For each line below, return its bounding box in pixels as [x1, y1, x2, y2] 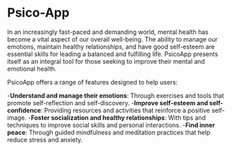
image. [7, 113, 27, 122]
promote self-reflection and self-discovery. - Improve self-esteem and [7, 98, 208, 107]
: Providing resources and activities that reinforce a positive [40, 106, 211, 114]
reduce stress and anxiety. [7, 135, 83, 143]
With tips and [168, 113, 206, 122]
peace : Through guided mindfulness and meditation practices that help [7, 128, 211, 136]
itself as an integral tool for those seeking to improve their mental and [7, 57, 206, 65]
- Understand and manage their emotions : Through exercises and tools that [7, 91, 224, 100]
